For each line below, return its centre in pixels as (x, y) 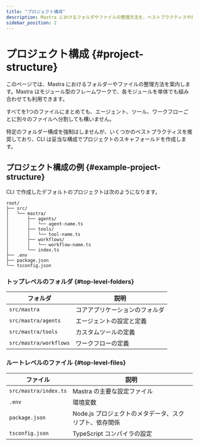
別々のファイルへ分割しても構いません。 (65, 119)
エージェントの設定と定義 (111, 321)
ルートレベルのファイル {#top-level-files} (66, 363)
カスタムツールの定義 (105, 332)
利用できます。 (50, 99)
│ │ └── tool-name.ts (44, 235)
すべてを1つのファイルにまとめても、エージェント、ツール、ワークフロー (95, 112)
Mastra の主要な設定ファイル (113, 391)
